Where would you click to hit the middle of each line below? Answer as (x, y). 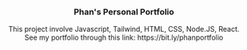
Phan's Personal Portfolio (124, 12)
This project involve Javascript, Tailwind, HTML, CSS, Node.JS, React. (124, 29)
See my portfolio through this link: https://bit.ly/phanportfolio (124, 37)
